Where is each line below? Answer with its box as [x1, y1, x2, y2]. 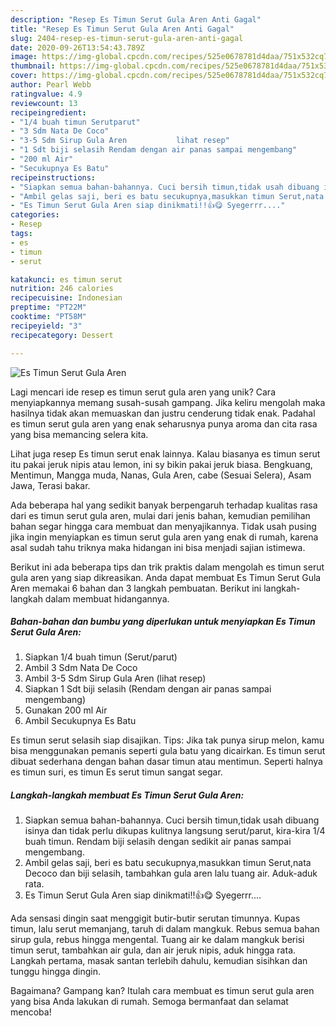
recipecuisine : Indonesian [10, 293, 123, 303]
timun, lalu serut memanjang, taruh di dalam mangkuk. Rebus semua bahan [10, 923, 320, 935]
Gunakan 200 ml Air [24, 704, 108, 716]
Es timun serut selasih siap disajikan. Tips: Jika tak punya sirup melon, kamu [10, 734, 325, 746]
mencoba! [10, 1006, 52, 1018]
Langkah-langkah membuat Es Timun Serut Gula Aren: [10, 789, 245, 801]
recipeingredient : [10, 107, 87, 118]
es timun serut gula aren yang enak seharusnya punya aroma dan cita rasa [10, 417, 318, 430]
